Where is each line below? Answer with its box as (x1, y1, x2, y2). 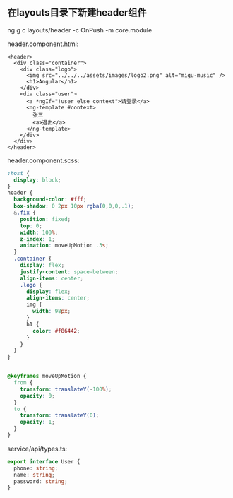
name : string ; (13, 471, 55, 478)
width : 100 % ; (20, 229, 59, 236)
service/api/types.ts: (7, 444, 68, 453)
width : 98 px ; (32, 308, 71, 315)
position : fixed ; (20, 215, 71, 223)
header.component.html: (7, 40, 79, 48)
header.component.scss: (7, 156, 80, 165)
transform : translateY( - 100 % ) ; (20, 386, 112, 393)
